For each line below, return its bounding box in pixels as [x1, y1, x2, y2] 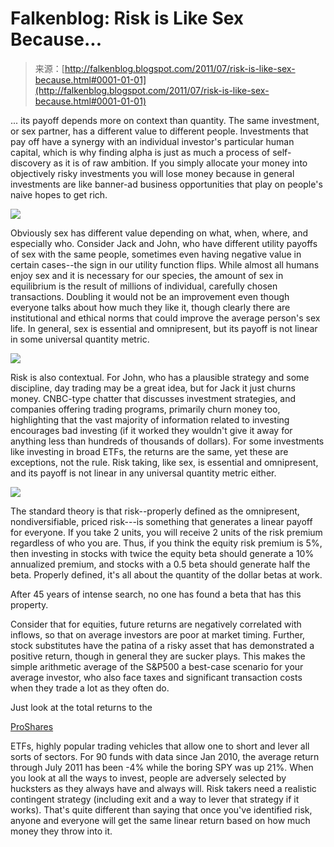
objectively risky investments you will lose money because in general [10, 167, 295, 179]
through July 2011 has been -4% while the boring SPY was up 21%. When [10, 761, 314, 773]
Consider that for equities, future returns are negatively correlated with [10, 618, 302, 630]
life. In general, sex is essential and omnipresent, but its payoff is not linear [10, 322, 318, 334]
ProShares [10, 720, 54, 732]
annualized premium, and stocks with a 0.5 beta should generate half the [10, 558, 311, 570]
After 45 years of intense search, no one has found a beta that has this [10, 588, 302, 600]
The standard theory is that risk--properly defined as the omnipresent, [10, 505, 300, 517]
